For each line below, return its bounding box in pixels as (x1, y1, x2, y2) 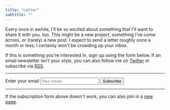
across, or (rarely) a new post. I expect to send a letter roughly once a (5, 36, 151, 43)
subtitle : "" (5, 12, 33, 17)
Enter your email (5, 78, 39, 84)
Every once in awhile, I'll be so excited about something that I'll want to (5, 26, 153, 32)
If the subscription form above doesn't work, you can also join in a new (5, 93, 153, 99)
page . (5, 98, 18, 104)
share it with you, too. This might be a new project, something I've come (5, 31, 156, 38)
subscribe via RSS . (5, 63, 45, 69)
